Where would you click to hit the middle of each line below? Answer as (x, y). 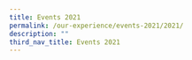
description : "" (39, 34)
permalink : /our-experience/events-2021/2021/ (96, 26)
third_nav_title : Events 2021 (65, 42)
